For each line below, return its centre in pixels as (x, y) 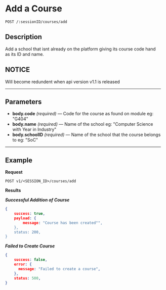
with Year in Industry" (34, 130)
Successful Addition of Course (38, 200)
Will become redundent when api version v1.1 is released (62, 82)
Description (23, 37)
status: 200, (27, 232)
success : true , (30, 214)
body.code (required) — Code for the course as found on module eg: (83, 114)
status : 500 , (27, 278)
